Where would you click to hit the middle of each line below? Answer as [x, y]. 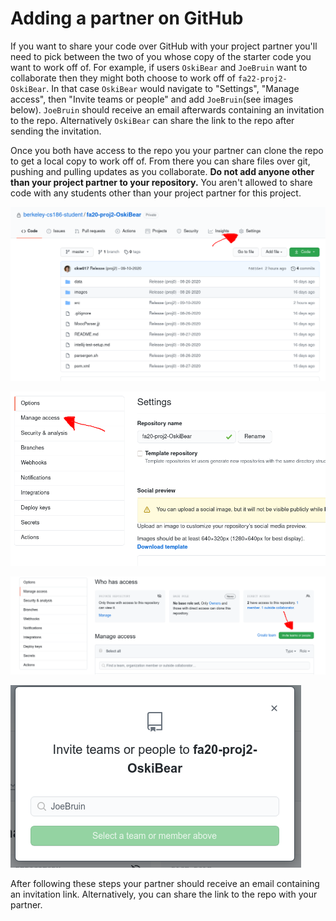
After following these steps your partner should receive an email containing [165, 883]
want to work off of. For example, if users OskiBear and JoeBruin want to [159, 67]
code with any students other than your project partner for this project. [156, 193]
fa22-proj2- [262, 78]
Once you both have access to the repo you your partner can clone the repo [167, 150]
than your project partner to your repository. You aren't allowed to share [161, 182]
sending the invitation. [56, 131]
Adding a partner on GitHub [127, 18]
